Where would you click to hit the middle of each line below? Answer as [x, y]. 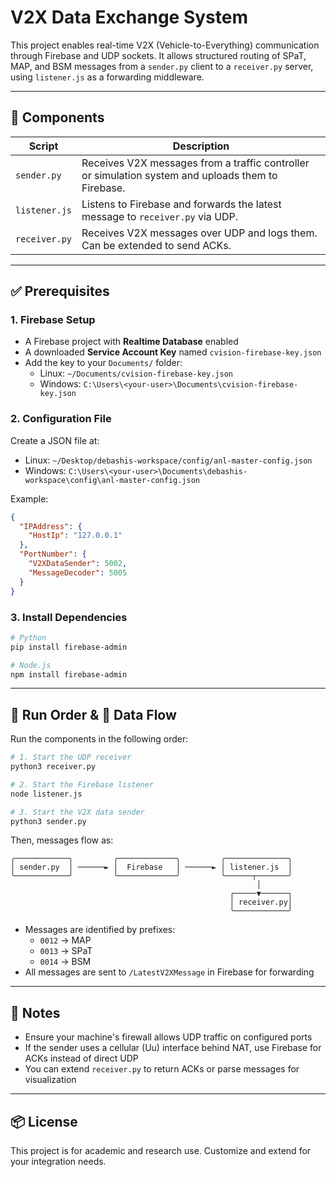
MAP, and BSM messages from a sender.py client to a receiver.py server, [162, 66]
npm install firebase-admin [69, 674]
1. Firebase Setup [53, 320]
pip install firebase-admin [69, 647]
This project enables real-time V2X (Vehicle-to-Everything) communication [165, 45]
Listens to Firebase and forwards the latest [181, 204]
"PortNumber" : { [53, 554]
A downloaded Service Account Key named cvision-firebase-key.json [173, 352]
